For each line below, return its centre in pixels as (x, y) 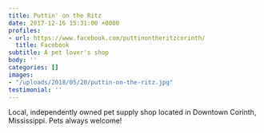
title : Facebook (42, 45)
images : (21, 75)
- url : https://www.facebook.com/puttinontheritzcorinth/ (107, 38)
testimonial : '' (35, 90)
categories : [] (34, 68)
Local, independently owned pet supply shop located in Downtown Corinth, (132, 112)
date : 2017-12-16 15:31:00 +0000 (64, 23)
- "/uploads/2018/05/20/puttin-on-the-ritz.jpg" (91, 82)
